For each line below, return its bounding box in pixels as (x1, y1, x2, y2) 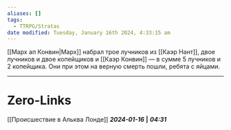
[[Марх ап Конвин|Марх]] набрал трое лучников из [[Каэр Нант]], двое (7, 48, 215, 56)
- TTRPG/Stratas (13, 23, 60, 29)
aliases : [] (7, 10, 41, 17)
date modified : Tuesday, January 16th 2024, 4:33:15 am (7, 29, 170, 36)
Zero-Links (7, 93, 72, 108)
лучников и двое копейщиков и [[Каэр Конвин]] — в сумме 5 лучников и (7, 55, 221, 64)
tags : (7, 16, 23, 23)
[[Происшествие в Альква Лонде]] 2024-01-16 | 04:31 (7, 116, 167, 124)
